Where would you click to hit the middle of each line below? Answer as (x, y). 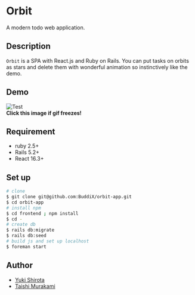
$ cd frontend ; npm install (42, 213)
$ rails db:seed (26, 236)
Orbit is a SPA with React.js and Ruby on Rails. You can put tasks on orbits (98, 60)
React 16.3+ (29, 159)
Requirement (31, 132)
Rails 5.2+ (27, 152)
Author (19, 265)
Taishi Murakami (35, 286)
